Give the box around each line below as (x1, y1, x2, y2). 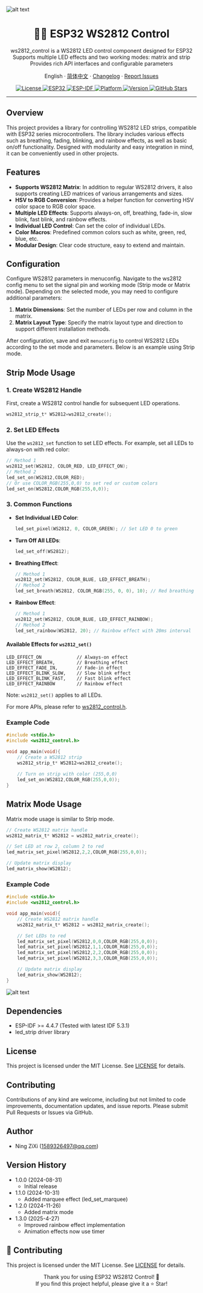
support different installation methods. (14, 325, 111, 333)
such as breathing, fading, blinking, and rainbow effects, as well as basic (6, 136, 187, 144)
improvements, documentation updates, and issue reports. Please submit (6, 1103, 188, 1110)
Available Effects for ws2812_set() (6, 640, 92, 648)
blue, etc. (14, 235, 39, 242)
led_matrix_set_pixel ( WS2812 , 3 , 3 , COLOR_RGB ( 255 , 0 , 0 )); (17, 955, 158, 961)
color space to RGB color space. (14, 203, 96, 210)
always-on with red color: (6, 446, 70, 453)
